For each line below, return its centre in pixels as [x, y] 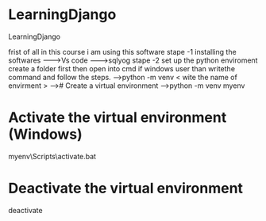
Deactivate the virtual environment [126, 189]
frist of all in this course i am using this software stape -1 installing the [122, 51]
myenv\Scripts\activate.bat [52, 156]
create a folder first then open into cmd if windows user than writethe [122, 68]
